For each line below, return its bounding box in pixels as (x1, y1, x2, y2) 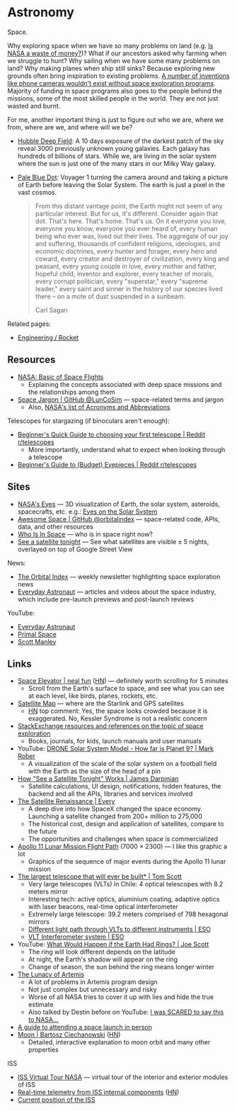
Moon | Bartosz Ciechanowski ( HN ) (17, 1030, 121, 1039)
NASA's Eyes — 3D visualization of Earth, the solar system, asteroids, (17, 500, 221, 508)
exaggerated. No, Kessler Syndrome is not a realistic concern (28, 714, 207, 723)
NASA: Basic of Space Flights (17, 373, 104, 381)
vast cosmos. (17, 188, 57, 196)
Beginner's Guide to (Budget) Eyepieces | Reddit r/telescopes (17, 460, 197, 468)
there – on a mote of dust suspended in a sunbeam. (35, 292, 186, 300)
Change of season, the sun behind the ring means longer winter (28, 963, 214, 971)
